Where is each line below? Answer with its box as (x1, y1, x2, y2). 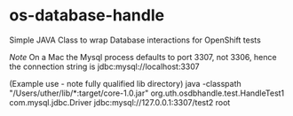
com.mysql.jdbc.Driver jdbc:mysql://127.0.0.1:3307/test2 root (9, 97, 231, 107)
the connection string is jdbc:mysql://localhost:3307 (9, 61, 200, 72)
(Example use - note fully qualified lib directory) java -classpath (9, 78, 242, 89)
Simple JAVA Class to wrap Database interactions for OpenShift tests (9, 35, 262, 45)
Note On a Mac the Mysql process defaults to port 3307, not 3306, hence (9, 51, 277, 62)
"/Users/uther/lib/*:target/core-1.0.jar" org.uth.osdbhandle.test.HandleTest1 (9, 88, 285, 98)
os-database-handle (9, 5, 165, 26)
